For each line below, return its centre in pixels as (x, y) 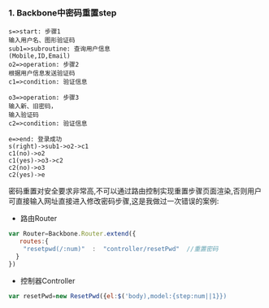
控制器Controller (48, 280)
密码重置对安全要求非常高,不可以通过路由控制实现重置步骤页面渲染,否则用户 (135, 191)
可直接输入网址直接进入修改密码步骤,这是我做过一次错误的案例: (114, 202)
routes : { (34, 241)
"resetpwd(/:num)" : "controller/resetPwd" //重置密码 (121, 249)
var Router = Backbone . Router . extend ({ (72, 234)
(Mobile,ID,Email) (39, 56)
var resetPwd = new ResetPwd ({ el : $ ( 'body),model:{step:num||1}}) (118, 296)
